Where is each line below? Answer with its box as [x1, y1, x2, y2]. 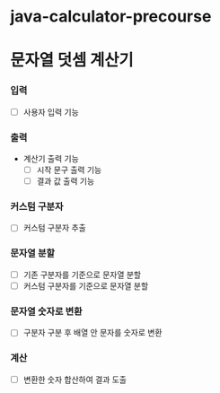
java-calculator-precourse [10, 6, 212, 27]
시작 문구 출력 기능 [36, 164, 102, 176]
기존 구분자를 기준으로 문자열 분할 [22, 269, 142, 280]
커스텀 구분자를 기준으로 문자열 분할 [22, 280, 149, 291]
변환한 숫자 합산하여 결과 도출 [22, 374, 127, 385]
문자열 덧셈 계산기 [10, 50, 134, 71]
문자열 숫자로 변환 [10, 305, 84, 318]
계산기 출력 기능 [22, 153, 79, 164]
